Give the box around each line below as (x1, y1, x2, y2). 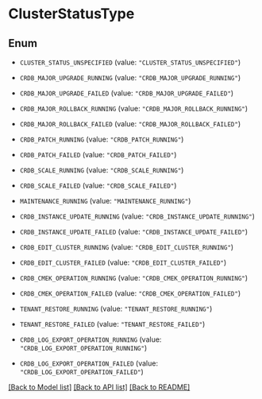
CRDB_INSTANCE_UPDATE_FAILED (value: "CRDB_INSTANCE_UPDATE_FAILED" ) (19, 227, 249, 236)
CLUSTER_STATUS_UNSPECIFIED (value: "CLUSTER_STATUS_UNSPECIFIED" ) (19, 57, 241, 67)
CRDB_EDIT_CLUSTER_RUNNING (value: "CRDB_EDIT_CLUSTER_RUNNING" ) (19, 242, 234, 251)
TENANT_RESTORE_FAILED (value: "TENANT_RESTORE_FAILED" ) (19, 320, 206, 328)
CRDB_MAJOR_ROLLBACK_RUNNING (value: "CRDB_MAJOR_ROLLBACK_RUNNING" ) (19, 104, 249, 113)
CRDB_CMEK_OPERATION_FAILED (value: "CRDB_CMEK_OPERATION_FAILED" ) (19, 289, 241, 298)
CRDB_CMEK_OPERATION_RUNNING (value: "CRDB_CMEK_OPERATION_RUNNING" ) (19, 273, 249, 282)
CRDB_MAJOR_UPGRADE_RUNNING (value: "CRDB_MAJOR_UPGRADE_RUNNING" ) (19, 73, 241, 82)
